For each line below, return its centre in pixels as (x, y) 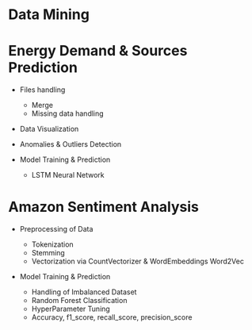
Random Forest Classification (79, 301)
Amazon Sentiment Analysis (104, 207)
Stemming (48, 253)
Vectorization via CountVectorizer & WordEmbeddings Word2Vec (137, 261)
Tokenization (52, 244)
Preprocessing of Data (56, 229)
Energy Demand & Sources (98, 51)
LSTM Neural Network (68, 175)
